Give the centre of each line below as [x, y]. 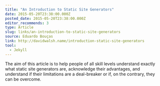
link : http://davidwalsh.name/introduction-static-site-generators [75, 41]
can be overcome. [23, 79]
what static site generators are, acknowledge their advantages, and [72, 69]
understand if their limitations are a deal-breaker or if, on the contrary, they [80, 74]
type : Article [19, 28]
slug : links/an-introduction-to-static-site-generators [63, 32]
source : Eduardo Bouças [29, 37]
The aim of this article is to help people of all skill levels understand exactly [80, 64]
